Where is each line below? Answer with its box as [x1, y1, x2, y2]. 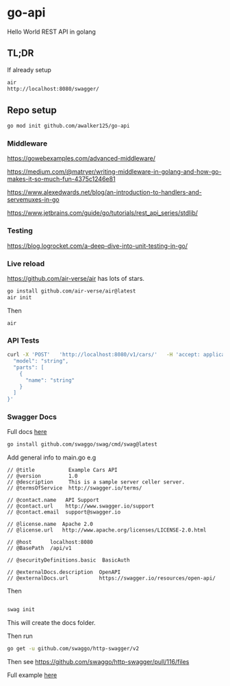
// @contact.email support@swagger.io [7, 509, 121, 516]
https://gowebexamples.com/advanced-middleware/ [7, 155, 156, 163]
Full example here [7, 671, 57, 679]
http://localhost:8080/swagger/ [7, 85, 99, 92]
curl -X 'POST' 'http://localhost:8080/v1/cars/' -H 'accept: [7, 352, 201, 358]
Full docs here [7, 428, 47, 436]
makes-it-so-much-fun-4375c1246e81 [7, 175, 116, 183]
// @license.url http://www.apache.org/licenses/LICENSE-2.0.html [7, 527, 207, 534]
